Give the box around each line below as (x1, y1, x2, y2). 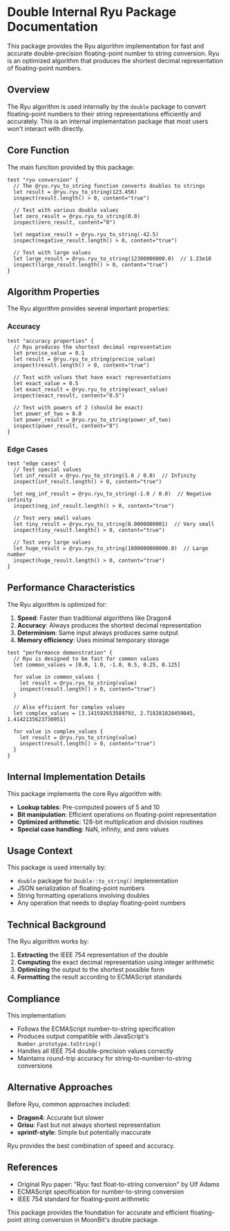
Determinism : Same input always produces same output (17, 628, 178, 637)
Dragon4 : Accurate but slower (17, 1113, 104, 1122)
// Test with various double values (13, 206, 119, 213)
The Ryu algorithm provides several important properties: (7, 304, 171, 312)
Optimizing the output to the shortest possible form (17, 966, 164, 974)
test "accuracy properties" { (7, 337, 95, 344)
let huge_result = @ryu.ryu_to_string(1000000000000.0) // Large (13, 544, 209, 551)
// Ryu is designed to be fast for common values (13, 655, 159, 662)
